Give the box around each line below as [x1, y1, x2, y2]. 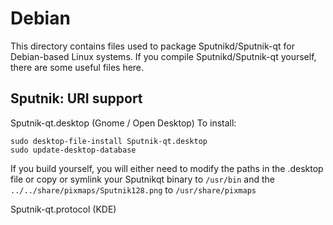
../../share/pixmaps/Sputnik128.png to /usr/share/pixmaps [10, 183, 257, 196]
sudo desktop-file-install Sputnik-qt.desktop [10, 136, 208, 146]
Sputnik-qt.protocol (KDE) [10, 203, 117, 215]
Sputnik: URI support [10, 90, 143, 107]
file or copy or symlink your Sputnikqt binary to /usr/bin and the [10, 173, 276, 185]
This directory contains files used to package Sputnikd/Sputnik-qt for [10, 40, 296, 52]
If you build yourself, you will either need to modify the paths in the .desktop [10, 162, 324, 174]
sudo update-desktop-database [10, 145, 137, 155]
